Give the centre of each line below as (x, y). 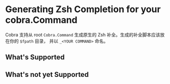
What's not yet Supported (47, 74)
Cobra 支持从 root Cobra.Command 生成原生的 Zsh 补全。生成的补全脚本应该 (83, 34)
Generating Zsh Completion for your (83, 9)
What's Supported (35, 57)
